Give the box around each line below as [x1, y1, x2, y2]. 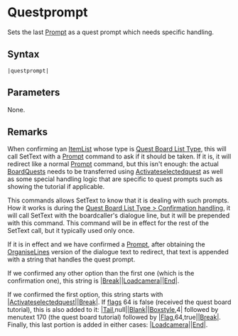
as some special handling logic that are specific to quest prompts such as [7, 175, 222, 183]
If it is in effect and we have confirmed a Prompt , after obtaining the [7, 240, 205, 249]
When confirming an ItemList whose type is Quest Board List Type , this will [7, 145, 227, 153]
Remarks [7, 126, 48, 138]
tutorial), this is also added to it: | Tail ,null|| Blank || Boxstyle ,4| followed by [7, 305, 219, 314]
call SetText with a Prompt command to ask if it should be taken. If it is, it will [7, 152, 232, 161]
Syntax [7, 48, 40, 60]
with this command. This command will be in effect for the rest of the [7, 219, 210, 227]
